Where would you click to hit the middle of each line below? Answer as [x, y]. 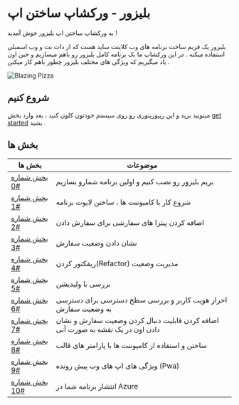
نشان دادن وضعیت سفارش [96, 243]
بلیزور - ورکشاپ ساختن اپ [79, 13]
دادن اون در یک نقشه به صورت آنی [108, 329]
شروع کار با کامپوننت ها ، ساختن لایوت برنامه [123, 202]
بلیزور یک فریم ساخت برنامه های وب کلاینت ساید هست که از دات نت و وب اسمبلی [117, 46]
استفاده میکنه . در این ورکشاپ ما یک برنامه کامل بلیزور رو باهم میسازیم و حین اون [116, 54]
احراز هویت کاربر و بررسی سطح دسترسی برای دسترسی [142, 300]
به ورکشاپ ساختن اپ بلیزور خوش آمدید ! [62, 33]
